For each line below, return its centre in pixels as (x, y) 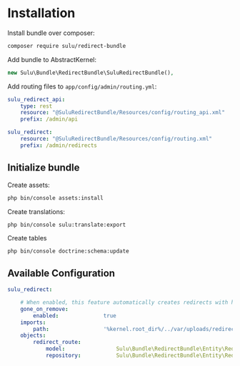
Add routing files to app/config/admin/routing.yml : (82, 86)
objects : (33, 336)
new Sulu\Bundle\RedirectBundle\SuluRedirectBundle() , (91, 73)
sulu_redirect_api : (36, 99)
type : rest (36, 106)
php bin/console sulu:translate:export (67, 225)
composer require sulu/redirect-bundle (67, 46)
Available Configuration (61, 273)
